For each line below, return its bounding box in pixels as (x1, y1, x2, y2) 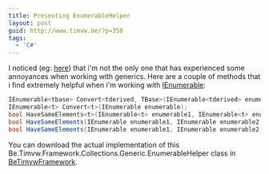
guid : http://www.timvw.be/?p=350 (8, 26, 124, 34)
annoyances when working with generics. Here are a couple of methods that (8, 72, 261, 81)
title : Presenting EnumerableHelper (8, 11, 130, 20)
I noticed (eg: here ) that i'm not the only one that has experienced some (8, 63, 246, 73)
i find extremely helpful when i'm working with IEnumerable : (8, 81, 207, 90)
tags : (8, 34, 26, 42)
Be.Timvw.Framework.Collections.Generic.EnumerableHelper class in (8, 148, 236, 158)
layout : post (8, 19, 52, 27)
